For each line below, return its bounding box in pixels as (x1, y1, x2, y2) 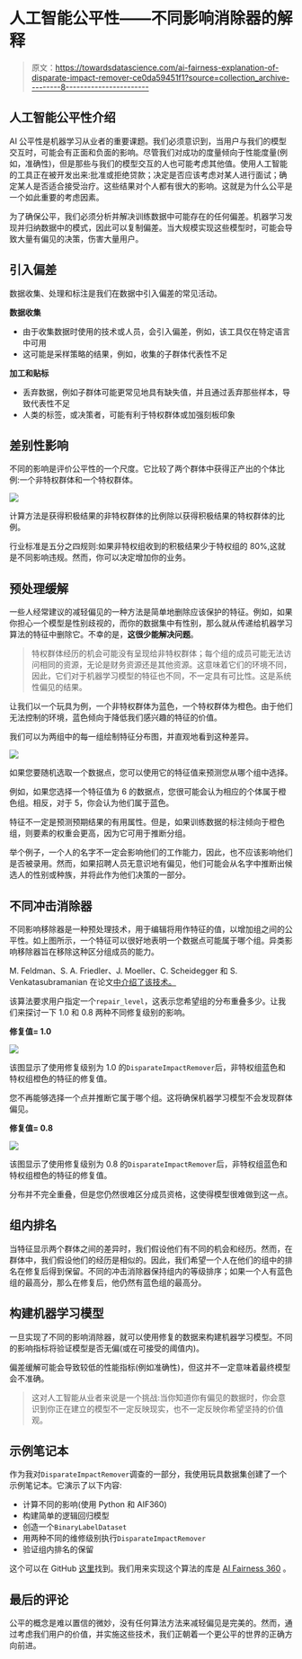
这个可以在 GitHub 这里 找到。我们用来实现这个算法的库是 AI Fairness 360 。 (9, 1563, 291, 1574)
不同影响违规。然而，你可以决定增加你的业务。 (16, 552, 191, 563)
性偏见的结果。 (31, 682, 87, 693)
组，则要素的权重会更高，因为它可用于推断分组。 (9, 828, 191, 838)
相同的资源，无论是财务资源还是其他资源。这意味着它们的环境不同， (39, 660, 292, 670)
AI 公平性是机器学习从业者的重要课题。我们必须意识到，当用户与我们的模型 (9, 136, 288, 146)
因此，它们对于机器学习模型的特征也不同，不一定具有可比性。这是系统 (31, 670, 292, 681)
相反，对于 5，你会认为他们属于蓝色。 (32, 797, 174, 809)
